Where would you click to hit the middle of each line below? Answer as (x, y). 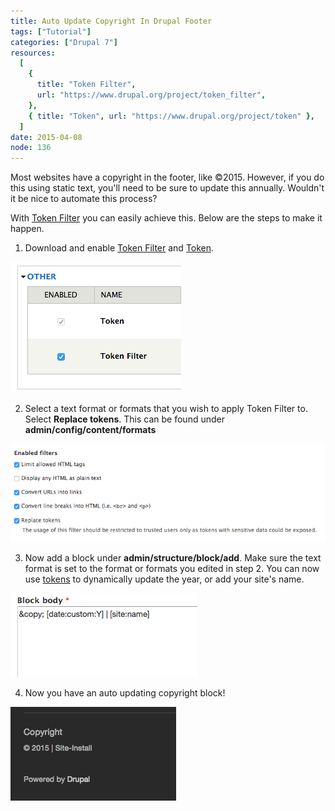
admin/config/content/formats (90, 430)
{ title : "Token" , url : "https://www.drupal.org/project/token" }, (171, 116)
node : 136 (31, 148)
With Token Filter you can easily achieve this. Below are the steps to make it (166, 218)
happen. (27, 229)
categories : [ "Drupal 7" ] (64, 42)
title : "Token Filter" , (86, 85)
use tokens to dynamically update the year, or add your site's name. (164, 579)
